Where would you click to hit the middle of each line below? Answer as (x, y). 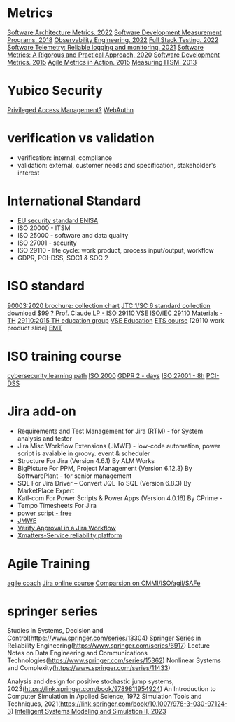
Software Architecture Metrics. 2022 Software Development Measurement (114, 32)
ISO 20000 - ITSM (44, 228)
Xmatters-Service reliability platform (70, 535)
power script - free (44, 513)
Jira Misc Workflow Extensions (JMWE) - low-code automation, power (119, 446)
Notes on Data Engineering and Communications (78, 653)
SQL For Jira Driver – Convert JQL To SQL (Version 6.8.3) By (104, 483)
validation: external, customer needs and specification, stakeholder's (117, 165)
